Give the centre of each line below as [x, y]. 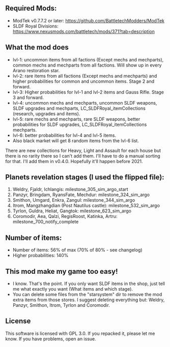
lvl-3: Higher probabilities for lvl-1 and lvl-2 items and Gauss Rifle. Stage [88, 92]
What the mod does [37, 48]
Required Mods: [31, 8]
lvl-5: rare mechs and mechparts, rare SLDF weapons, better [76, 119]
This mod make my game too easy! [62, 271]
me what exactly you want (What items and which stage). [73, 289]
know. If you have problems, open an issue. [51, 339]
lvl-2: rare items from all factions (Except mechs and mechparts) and [85, 76]
